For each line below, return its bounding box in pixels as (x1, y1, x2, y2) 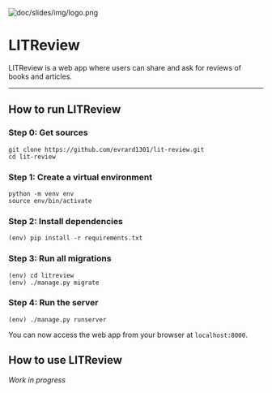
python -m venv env (8, 189, 74, 198)
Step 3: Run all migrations (8, 253, 112, 264)
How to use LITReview (8, 353, 123, 367)
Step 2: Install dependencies (8, 215, 123, 227)
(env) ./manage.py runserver (8, 315, 107, 324)
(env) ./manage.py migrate (8, 279, 100, 287)
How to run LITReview (8, 102, 121, 117)
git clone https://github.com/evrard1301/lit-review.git (8, 145, 205, 153)
